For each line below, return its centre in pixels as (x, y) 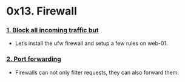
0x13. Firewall (42, 11)
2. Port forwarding (34, 59)
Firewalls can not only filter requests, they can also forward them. (97, 72)
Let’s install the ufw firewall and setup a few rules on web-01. (91, 43)
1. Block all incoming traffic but (52, 30)
